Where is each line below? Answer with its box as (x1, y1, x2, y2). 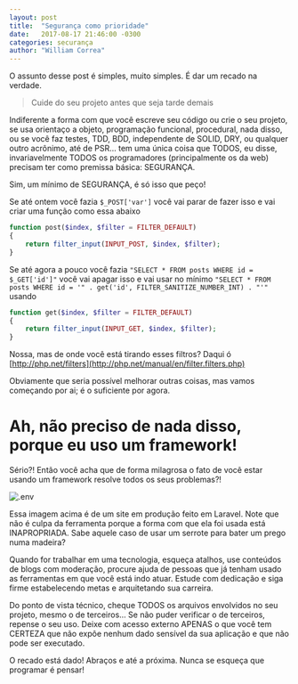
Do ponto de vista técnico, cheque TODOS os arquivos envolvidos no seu (9, 600, 278, 611)
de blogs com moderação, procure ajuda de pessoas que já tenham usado (9, 564, 282, 574)
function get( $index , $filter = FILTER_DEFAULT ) (9, 308, 193, 317)
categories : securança (9, 37, 93, 47)
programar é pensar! (9, 664, 85, 675)
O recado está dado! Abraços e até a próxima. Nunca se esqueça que (9, 655, 265, 666)
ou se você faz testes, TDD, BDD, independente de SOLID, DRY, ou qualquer (9, 134, 289, 144)
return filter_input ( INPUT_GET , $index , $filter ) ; (25, 324, 217, 334)
